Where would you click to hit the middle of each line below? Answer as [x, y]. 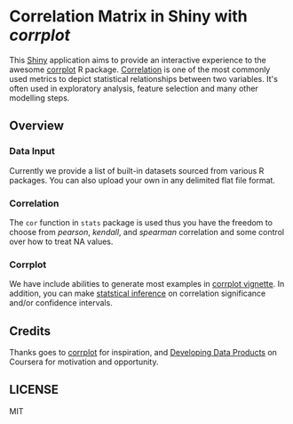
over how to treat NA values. [61, 241]
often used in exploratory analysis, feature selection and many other [134, 88]
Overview [37, 126]
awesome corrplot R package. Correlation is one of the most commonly [140, 69]
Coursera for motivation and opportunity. [84, 362]
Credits [30, 331]
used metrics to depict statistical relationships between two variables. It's [143, 78]
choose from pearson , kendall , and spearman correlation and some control [147, 232]
